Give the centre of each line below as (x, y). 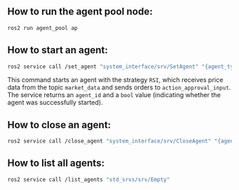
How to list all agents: (56, 163)
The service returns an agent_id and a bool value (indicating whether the (114, 95)
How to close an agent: (59, 124)
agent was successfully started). (55, 103)
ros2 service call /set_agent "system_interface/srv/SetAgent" (103, 67)
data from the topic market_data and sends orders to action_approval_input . (119, 87)
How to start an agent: (58, 50)
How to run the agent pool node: (80, 12)
